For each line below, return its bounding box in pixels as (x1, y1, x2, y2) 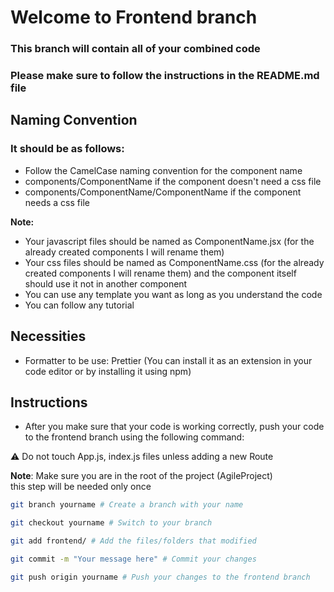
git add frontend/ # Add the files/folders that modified (10, 536, 257, 546)
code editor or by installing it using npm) (24, 365, 192, 377)
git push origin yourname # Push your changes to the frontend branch (10, 572, 311, 582)
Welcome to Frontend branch (10, 6, 258, 29)
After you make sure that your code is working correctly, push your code (24, 421, 325, 433)
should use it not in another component (24, 277, 188, 290)
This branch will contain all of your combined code (10, 42, 261, 56)
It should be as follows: (10, 142, 125, 156)
